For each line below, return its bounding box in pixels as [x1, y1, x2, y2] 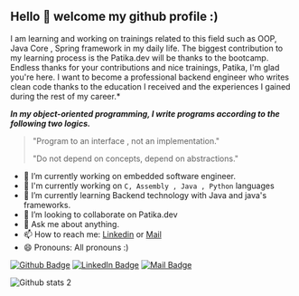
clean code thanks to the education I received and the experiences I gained [10, 81, 291, 91]
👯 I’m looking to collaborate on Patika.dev [23, 209, 179, 220]
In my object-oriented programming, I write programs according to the [10, 108, 281, 119]
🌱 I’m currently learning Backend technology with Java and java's [23, 189, 267, 200]
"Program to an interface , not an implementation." [32, 135, 220, 146]
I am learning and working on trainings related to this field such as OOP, [10, 33, 277, 43]
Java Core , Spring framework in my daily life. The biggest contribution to [10, 43, 284, 53]
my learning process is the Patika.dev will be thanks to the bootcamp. [10, 52, 269, 63]
